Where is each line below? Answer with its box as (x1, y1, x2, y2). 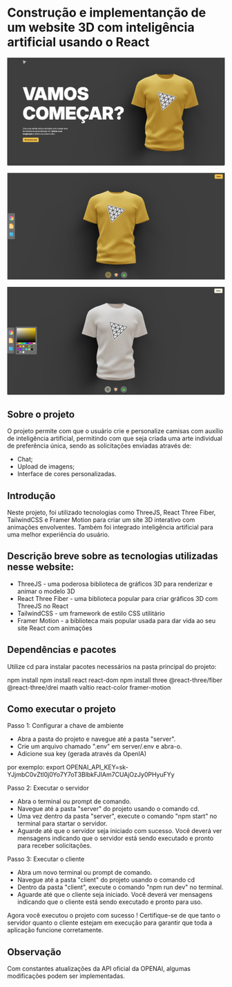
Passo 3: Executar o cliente (7, 855, 85, 864)
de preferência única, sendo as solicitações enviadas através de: (7, 442, 192, 450)
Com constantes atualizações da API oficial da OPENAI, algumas (7, 965, 191, 973)
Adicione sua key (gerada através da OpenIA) (17, 750, 147, 758)
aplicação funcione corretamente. (7, 926, 104, 934)
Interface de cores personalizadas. (17, 470, 117, 478)
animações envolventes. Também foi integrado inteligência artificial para (7, 523, 214, 531)
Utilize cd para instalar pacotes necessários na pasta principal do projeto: (7, 662, 217, 670)
